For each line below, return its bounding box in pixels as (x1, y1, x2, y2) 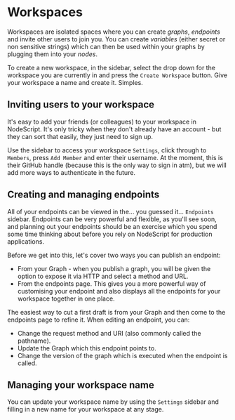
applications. (7, 237, 44, 246)
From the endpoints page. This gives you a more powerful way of (17, 279, 206, 288)
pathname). (17, 336, 51, 345)
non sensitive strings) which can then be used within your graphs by (7, 42, 205, 51)
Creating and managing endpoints (7, 189, 160, 201)
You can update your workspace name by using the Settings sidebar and (7, 398, 220, 406)
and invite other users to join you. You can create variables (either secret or (7, 34, 226, 43)
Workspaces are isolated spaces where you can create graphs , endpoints (7, 27, 221, 36)
